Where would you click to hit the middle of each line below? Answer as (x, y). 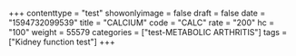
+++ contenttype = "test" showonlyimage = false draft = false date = (137, 13)
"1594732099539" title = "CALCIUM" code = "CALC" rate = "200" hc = (141, 23)
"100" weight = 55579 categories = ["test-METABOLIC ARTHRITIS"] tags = (148, 32)
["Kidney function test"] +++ (62, 42)
